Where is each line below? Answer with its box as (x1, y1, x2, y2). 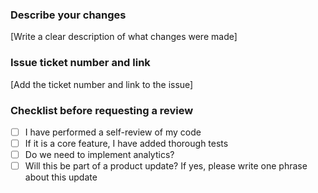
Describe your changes (10, 8, 127, 22)
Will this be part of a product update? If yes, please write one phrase (24, 160, 308, 172)
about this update (24, 171, 98, 183)
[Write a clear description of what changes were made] (10, 31, 238, 43)
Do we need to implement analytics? (24, 149, 175, 161)
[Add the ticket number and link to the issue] (10, 78, 194, 90)
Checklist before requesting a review (10, 103, 194, 117)
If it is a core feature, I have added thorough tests (24, 137, 229, 149)
